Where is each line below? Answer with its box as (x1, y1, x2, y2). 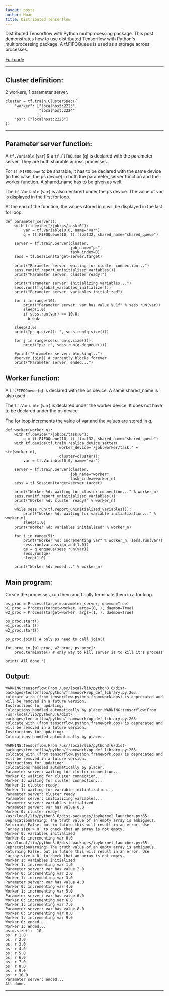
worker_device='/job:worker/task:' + (59, 445, 138, 450)
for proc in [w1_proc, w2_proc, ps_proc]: (5, 645, 96, 650)
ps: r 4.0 (5, 946, 26, 952)
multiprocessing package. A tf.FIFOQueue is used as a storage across (5, 41, 150, 47)
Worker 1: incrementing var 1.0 (5, 862, 73, 867)
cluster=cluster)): (59, 454, 100, 459)
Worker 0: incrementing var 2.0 (5, 871, 73, 876)
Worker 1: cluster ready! (5, 783, 59, 788)
